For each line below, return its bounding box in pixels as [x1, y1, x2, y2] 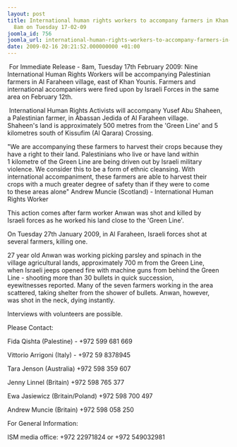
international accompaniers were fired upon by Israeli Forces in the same [7, 85, 219, 93]
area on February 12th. [7, 93, 73, 101]
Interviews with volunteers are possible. [7, 310, 123, 318]
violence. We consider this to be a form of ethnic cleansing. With [7, 165, 195, 173]
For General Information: [7, 419, 79, 427]
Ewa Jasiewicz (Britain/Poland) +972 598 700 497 [7, 392, 153, 400]
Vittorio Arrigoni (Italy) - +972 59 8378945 [7, 351, 131, 359]
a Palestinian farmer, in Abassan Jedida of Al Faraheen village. [7, 114, 189, 122]
